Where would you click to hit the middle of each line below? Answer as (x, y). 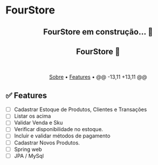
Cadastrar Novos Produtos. (47, 142)
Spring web (28, 149)
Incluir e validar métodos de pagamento (62, 136)
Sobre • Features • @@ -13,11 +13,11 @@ (98, 77)
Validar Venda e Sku (38, 123)
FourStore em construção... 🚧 (98, 32)
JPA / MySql (29, 156)
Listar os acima (32, 116)
